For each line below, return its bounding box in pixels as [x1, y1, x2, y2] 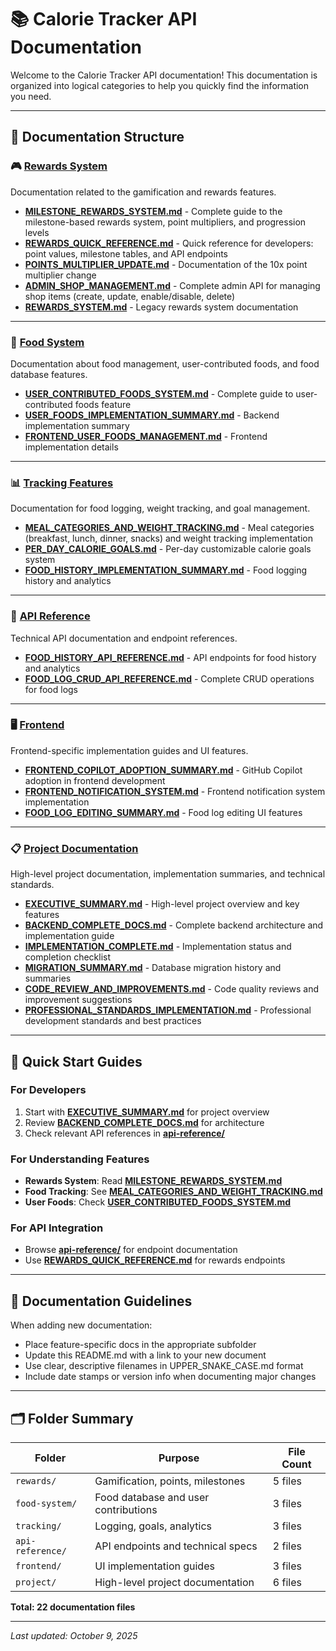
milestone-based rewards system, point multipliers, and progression [24, 216, 307, 228]
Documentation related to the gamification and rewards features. [10, 186, 277, 198]
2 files [272, 1539, 302, 1553]
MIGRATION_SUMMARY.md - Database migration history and [24, 962, 282, 974]
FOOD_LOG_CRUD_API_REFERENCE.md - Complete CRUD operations [24, 672, 315, 685]
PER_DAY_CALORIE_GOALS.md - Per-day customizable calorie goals [24, 543, 312, 555]
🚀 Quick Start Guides [10, 1053, 143, 1070]
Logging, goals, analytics [94, 1519, 213, 1533]
